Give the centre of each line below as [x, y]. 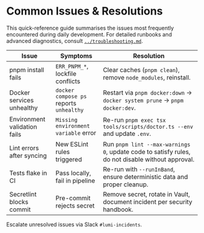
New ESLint [72, 144]
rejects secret [75, 206]
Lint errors [24, 148]
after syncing [28, 155]
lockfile [66, 73]
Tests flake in [28, 173]
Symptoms [76, 56]
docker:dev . [119, 107]
